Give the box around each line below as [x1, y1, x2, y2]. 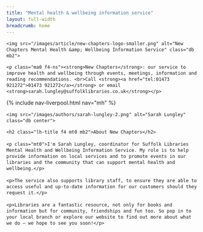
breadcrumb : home [6, 22, 50, 29]
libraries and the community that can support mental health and [6, 160, 175, 166]
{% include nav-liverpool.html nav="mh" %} [6, 99, 117, 106]
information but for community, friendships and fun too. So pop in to [6, 208, 191, 214]
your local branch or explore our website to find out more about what [6, 214, 191, 220]
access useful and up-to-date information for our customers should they [6, 184, 198, 190]
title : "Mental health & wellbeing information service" [6, 10, 154, 16]
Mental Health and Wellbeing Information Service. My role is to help [6, 148, 189, 154]
